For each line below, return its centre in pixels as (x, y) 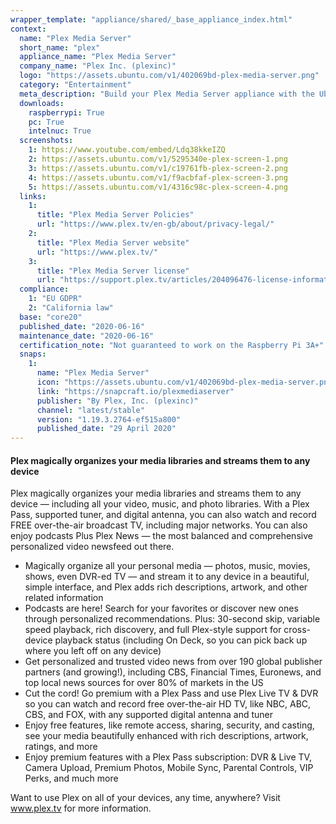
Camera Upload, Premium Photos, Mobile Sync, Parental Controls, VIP (169, 768)
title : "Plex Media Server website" (113, 242)
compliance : (44, 289)
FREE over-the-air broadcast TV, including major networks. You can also (159, 525)
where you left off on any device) (93, 651)
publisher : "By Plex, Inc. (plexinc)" (117, 401)
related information (64, 598)
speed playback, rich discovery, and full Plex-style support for (153, 630)
